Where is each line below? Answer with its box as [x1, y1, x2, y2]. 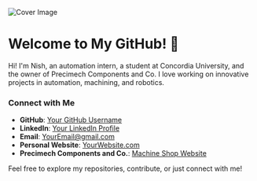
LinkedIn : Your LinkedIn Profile [19, 124, 120, 133]
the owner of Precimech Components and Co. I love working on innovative [8, 69, 249, 79]
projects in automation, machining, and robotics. [8, 77, 165, 87]
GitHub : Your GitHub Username [19, 115, 123, 125]
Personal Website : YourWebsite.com [19, 140, 140, 150]
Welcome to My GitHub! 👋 [8, 35, 179, 53]
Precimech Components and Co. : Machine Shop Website [19, 149, 207, 158]
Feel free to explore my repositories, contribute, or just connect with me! [8, 164, 242, 173]
